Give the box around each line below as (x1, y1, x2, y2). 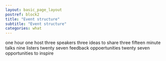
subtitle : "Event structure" (5, 21, 67, 26)
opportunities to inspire (5, 50, 54, 56)
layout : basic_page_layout (5, 7, 62, 12)
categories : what (5, 26, 42, 31)
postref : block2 (5, 12, 39, 17)
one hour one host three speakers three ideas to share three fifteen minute (5, 39, 161, 45)
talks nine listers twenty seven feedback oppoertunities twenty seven (5, 45, 150, 51)
